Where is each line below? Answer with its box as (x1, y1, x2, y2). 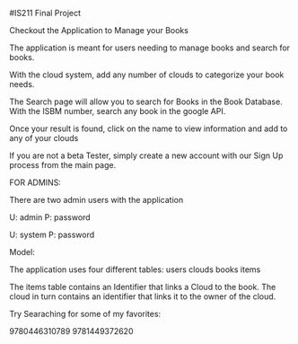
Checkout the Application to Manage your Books (9, 25, 188, 35)
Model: (9, 247, 36, 257)
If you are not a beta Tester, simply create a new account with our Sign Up (9, 150, 284, 161)
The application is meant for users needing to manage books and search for (9, 42, 290, 53)
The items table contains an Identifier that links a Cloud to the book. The (9, 282, 276, 292)
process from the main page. (9, 160, 117, 170)
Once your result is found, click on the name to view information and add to (9, 123, 288, 134)
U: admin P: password (9, 212, 92, 223)
